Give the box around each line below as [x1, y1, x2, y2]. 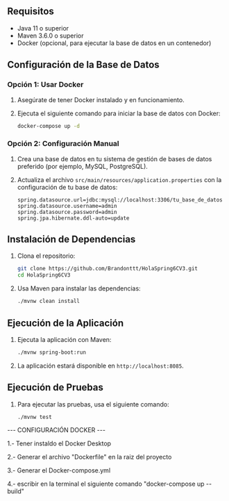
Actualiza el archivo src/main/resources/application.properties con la [17, 175, 222, 183]
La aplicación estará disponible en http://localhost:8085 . [17, 361, 184, 370]
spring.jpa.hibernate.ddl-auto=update [17, 215, 130, 222]
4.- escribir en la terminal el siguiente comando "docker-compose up [7, 479, 205, 488]
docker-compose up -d [17, 122, 80, 129]
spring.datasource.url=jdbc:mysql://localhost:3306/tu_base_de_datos [17, 196, 223, 204]
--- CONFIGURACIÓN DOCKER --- [7, 426, 106, 434]
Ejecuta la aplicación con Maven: [17, 335, 112, 343]
